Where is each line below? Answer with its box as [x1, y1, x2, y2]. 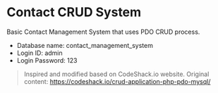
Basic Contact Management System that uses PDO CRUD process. [6, 27, 200, 36]
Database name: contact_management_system [16, 41, 153, 49]
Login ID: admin [16, 49, 63, 57]
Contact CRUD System [6, 4, 142, 20]
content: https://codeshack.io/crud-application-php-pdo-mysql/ [23, 77, 211, 85]
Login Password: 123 [16, 56, 78, 64]
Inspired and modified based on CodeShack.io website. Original [23, 70, 210, 78]
